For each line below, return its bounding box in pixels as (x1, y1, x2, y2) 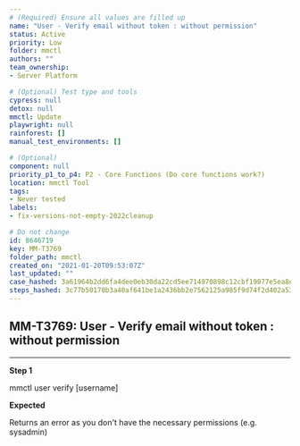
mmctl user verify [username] (9, 382, 119, 393)
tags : (9, 187, 29, 196)
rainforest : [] (9, 129, 66, 139)
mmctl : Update (9, 113, 62, 122)
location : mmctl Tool (9, 178, 90, 188)
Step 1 (9, 365, 33, 375)
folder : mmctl (9, 46, 62, 55)
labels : (9, 203, 38, 213)
